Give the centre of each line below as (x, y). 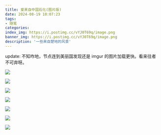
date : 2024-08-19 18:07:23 (33, 14)
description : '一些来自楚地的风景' (38, 42)
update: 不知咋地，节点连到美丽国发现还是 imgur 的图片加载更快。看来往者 (80, 56)
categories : (17, 28)
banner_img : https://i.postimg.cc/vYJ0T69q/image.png (61, 37)
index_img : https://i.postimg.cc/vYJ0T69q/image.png (60, 32)
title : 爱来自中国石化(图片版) (33, 10)
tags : (11, 19)
